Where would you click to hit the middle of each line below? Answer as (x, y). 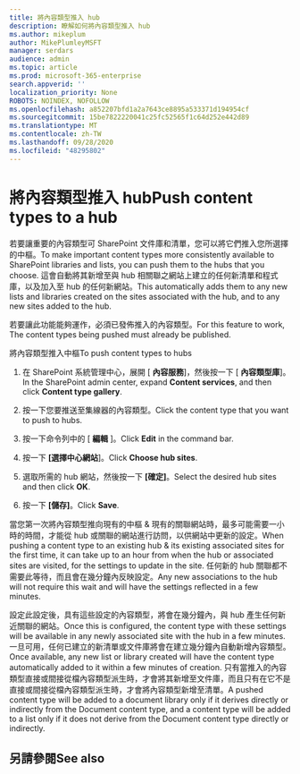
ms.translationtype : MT (54, 126)
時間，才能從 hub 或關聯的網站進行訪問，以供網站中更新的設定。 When (154, 535)
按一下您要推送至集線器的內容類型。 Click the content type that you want (155, 410)
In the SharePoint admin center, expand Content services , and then (147, 382)
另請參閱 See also (57, 758)
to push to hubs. (52, 420)
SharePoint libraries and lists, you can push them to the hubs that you (137, 264)
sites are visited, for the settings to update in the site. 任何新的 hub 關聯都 (145, 566)
